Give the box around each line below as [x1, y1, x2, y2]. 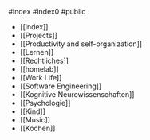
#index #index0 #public [8, 7, 86, 16]
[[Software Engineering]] [19, 81, 102, 91]
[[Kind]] [19, 107, 46, 116]
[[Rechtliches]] [19, 56, 69, 65]
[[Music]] [19, 115, 50, 124]
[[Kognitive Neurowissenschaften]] [19, 90, 135, 99]
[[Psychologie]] [19, 99, 71, 107]
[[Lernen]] [19, 48, 54, 56]
